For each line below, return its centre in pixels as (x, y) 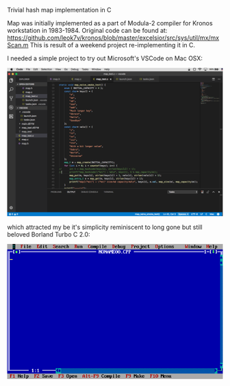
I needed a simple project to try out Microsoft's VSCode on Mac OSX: (105, 58)
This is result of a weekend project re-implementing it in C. (113, 45)
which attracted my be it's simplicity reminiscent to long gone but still (105, 227)
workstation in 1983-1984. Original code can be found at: (87, 31)
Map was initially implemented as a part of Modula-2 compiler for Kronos (110, 23)
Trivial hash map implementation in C (59, 10)
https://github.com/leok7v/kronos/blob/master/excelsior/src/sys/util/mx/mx (113, 38)
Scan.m (18, 45)
